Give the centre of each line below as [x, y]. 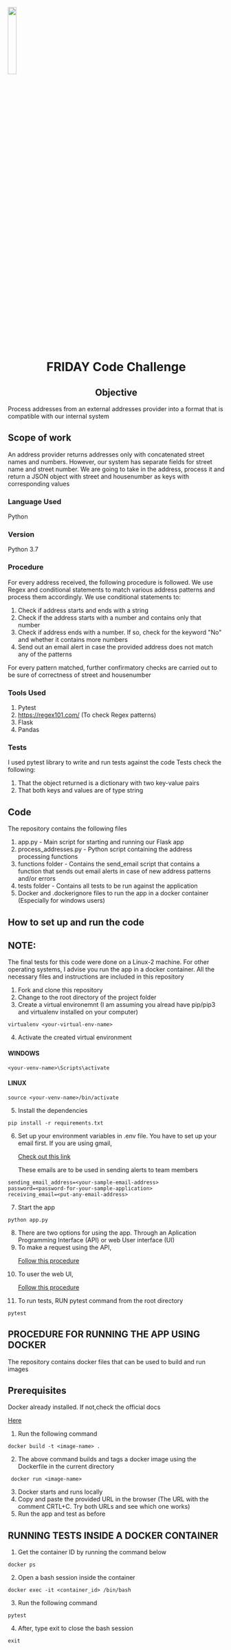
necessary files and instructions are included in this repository [96, 977]
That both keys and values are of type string [80, 791]
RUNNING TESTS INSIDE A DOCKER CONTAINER [113, 1535]
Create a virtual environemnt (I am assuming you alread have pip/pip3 [117, 1005]
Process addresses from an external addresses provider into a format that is [115, 409]
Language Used [35, 501]
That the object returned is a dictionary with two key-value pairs [109, 783]
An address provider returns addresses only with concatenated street [106, 455]
